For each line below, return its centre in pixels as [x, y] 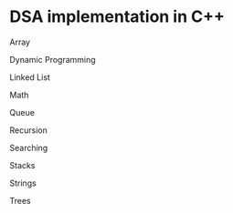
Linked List [30, 77]
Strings [23, 183]
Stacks [22, 165]
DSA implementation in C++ [117, 17]
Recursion [28, 130]
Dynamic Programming [53, 59]
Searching [29, 147]
